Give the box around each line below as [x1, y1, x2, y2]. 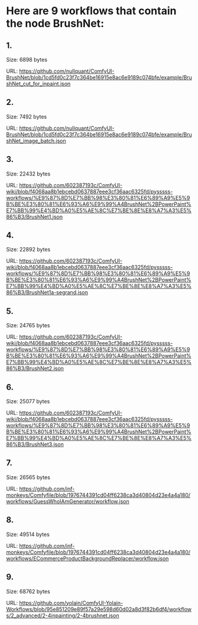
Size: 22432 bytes [6, 170, 51, 177]
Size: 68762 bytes [6, 588, 50, 595]
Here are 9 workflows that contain [6, 4, 177, 18]
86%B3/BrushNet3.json [6, 441, 64, 448]
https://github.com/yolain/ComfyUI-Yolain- [19, 599, 123, 606]
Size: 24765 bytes [6, 322, 50, 329]
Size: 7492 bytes [6, 113, 47, 120]
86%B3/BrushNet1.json [6, 213, 63, 220]
